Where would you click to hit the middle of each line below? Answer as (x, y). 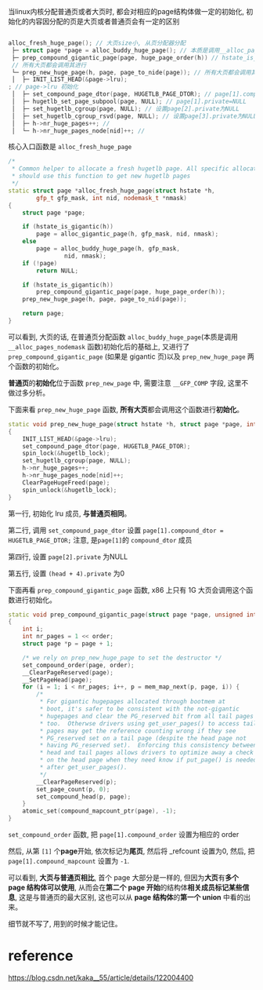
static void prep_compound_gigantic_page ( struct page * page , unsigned (126, 615)
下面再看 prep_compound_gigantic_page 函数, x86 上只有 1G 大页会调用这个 (127, 590)
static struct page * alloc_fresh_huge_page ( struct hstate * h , (112, 191)
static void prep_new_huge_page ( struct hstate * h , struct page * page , (126, 424)
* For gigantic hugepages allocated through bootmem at (132, 702)
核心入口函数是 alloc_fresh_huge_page (70, 147)
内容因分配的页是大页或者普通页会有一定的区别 (104, 21)
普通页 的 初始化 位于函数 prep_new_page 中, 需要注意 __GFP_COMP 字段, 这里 (125, 382)
